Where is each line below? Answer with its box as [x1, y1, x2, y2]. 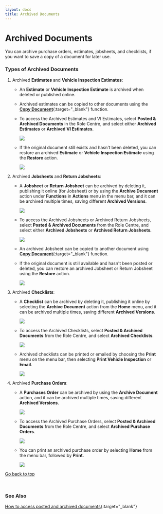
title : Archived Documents [5, 12, 60, 17]
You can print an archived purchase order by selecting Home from [19, 447, 152, 453]
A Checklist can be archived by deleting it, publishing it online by [19, 299, 150, 304]
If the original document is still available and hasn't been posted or [19, 260, 153, 266]
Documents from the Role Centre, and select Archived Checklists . [19, 333, 154, 338]
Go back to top [5, 471, 35, 477]
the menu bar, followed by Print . [19, 452, 84, 458]
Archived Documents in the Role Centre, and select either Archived [19, 121, 157, 126]
